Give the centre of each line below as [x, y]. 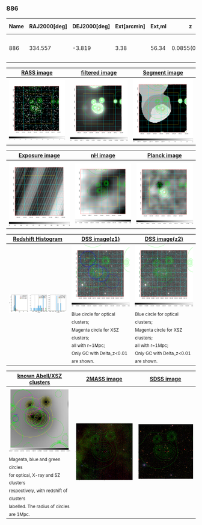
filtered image [99, 73]
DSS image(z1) [101, 239]
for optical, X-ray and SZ [35, 475]
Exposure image [39, 155]
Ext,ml [158, 26]
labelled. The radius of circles [39, 506]
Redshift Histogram [38, 239]
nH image [103, 155]
